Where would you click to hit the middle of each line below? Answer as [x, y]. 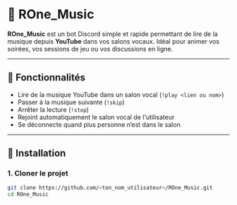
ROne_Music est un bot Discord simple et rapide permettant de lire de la [113, 34]
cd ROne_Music [28, 194]
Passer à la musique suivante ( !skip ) [71, 102]
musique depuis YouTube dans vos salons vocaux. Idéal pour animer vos [114, 41]
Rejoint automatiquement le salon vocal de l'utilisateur [96, 117]
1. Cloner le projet [38, 173]
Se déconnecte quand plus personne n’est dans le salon [99, 124]
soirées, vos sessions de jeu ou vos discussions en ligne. [90, 49]
